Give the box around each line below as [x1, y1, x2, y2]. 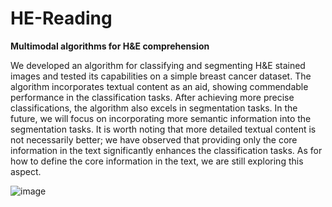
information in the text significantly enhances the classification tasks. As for [10, 144, 323, 156]
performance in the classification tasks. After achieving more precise [10, 91, 295, 103]
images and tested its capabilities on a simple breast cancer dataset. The [10, 70, 312, 82]
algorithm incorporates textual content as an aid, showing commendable [10, 80, 309, 92]
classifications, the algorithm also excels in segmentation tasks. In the [10, 102, 298, 114]
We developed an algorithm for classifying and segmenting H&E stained [10, 59, 306, 71]
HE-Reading [10, 7, 113, 30]
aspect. [10, 165, 42, 177]
